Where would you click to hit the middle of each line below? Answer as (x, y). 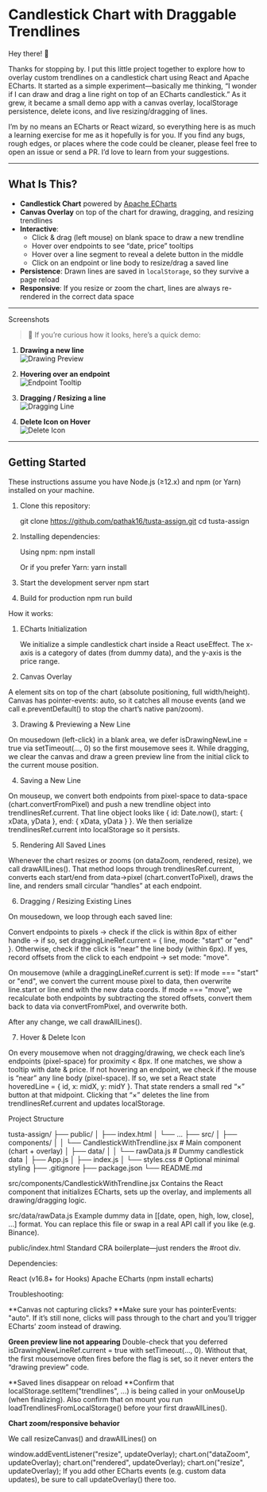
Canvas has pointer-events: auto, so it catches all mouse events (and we (127, 700)
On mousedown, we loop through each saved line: (91, 917)
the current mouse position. (54, 765)
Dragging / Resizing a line (63, 397)
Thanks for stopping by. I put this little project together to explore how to (127, 68)
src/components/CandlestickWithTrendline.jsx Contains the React (116, 1183)
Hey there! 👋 (29, 53)
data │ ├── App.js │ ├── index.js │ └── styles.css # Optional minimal (124, 1159)
